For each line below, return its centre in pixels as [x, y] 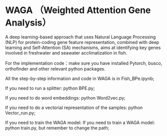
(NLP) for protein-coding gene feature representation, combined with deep [82, 42]
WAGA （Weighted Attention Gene [78, 10]
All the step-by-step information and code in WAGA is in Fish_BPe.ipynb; [80, 78]
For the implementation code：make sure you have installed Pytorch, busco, [84, 63]
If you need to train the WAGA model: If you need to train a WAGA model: [80, 122]
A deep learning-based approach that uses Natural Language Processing [80, 37]
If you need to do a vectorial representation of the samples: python [74, 107]
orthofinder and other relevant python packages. [55, 68]
